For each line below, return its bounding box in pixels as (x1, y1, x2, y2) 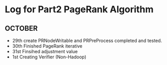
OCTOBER (5, 24, 38, 33)
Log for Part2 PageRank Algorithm (5, 4, 154, 15)
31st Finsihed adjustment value (12, 49, 78, 54)
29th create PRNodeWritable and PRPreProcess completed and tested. (12, 37, 162, 44)
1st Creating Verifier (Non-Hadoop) (12, 54, 87, 60)
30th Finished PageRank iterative (12, 43, 83, 49)
